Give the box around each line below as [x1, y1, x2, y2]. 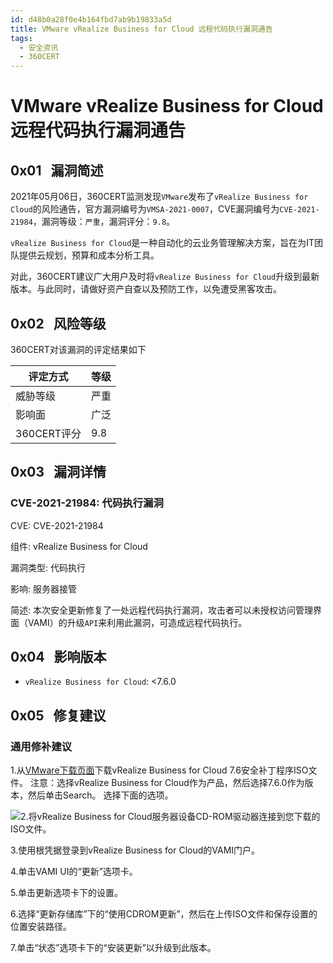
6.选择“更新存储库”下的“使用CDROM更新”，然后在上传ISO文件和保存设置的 [10, 908, 318, 920]
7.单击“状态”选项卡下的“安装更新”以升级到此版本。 [10, 942, 217, 954]
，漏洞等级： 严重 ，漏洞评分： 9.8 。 [32, 216, 176, 228]
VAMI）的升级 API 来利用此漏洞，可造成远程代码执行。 [27, 616, 248, 628]
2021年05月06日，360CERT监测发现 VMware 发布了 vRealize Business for [10, 191, 309, 203]
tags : [10, 33, 33, 43]
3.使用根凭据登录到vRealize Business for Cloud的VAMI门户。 [10, 844, 261, 856]
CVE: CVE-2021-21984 [10, 519, 104, 531]
